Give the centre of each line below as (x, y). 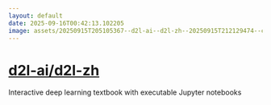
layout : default (35, 16)
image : (19, 30)
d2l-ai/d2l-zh (54, 70)
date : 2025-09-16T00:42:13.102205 (67, 23)
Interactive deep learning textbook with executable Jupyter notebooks (125, 92)
